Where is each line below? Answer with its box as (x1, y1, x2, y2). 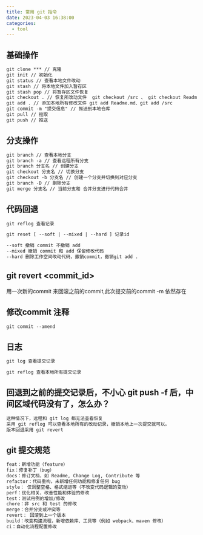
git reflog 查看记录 (6, 220, 55, 227)
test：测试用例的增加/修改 (6, 496, 65, 502)
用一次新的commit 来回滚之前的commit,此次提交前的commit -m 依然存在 (6, 287, 187, 295)
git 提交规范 (6, 445, 50, 455)
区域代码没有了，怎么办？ (14, 399, 110, 409)
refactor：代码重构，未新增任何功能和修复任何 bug (6, 478, 120, 485)
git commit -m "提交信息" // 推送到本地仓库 (6, 106, 110, 112)
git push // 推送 (6, 117, 48, 123)
